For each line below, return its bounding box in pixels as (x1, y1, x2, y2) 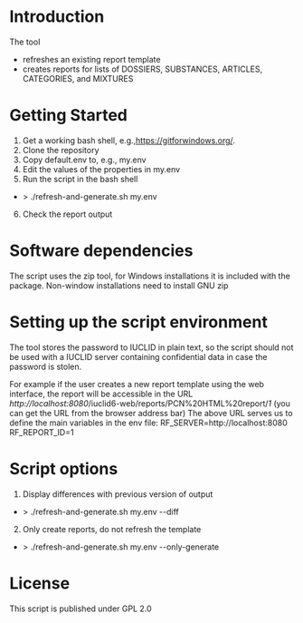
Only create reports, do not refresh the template (22, 523, 202, 534)
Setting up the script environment (9, 312, 269, 332)
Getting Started (9, 105, 128, 126)
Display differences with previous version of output (22, 488, 213, 500)
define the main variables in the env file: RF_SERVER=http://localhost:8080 (9, 417, 288, 428)
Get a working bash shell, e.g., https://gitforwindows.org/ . (22, 134, 235, 146)
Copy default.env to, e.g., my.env (22, 154, 147, 165)
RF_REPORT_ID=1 (9, 426, 74, 437)
